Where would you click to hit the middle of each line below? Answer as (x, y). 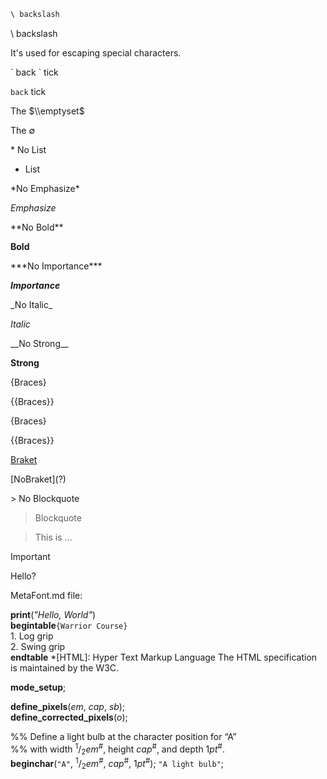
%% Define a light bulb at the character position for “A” (123, 736)
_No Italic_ (31, 304)
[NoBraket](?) (38, 479)
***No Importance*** (56, 266)
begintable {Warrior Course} (69, 625)
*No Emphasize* (45, 188)
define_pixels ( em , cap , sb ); (68, 706)
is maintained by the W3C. (65, 667)
